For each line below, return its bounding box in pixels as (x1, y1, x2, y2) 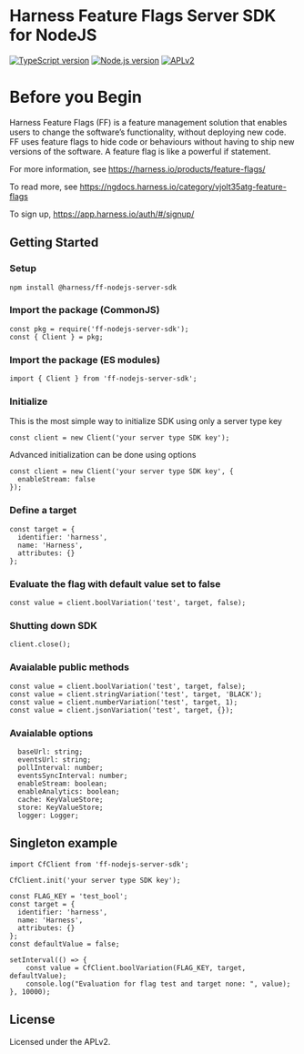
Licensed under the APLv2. (9, 1036, 111, 1047)
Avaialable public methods (9, 661, 130, 674)
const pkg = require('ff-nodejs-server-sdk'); (9, 324, 189, 333)
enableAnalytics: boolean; (17, 786, 120, 796)
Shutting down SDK (9, 619, 98, 632)
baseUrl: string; (17, 747, 84, 756)
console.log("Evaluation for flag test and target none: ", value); (25, 979, 291, 988)
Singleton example (9, 836, 118, 851)
